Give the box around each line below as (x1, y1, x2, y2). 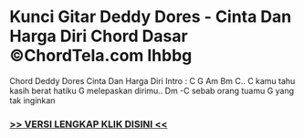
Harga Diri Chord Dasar (9, 26, 189, 47)
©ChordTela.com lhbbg (9, 46, 193, 66)
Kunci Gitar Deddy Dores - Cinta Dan (9, 6, 292, 27)
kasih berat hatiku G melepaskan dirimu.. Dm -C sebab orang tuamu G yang (9, 85, 295, 96)
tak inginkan (9, 94, 56, 106)
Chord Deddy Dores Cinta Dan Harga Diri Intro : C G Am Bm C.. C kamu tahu (9, 75, 296, 86)
